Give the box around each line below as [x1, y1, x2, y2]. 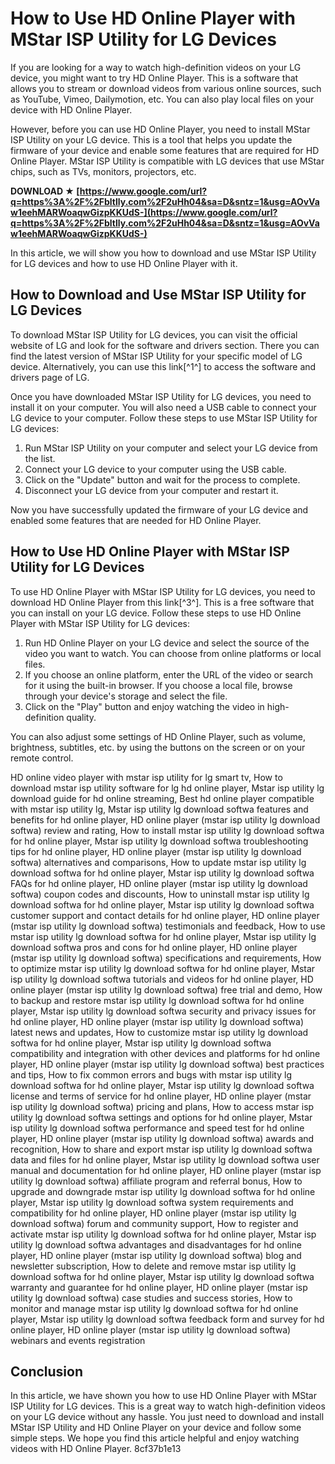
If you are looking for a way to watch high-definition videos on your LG [10, 61, 302, 73]
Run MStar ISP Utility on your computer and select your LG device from [24, 442, 318, 454]
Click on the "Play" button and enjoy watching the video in [24, 700, 265, 712]
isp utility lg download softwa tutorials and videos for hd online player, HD [10, 973, 314, 985]
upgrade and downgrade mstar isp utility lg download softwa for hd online [10, 1185, 316, 1197]
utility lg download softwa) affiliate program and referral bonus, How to [10, 1175, 303, 1187]
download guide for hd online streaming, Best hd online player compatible [10, 792, 315, 804]
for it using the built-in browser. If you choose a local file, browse [24, 679, 293, 691]
